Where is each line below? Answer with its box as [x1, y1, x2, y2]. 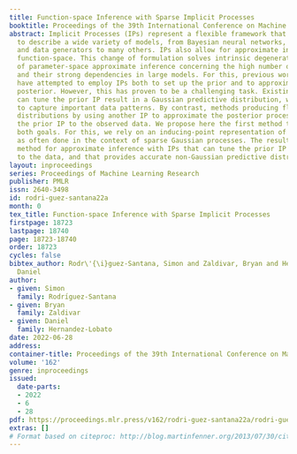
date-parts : [17, 382, 62, 391]
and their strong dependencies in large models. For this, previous [17, 71, 275, 79]
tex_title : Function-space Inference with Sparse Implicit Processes [9, 209, 271, 219]
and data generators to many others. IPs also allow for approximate [17, 46, 278, 55]
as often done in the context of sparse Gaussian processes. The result [17, 136, 291, 145]
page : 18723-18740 [9, 235, 77, 244]
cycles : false [9, 251, 62, 261]
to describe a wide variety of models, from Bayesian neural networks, [17, 37, 287, 47]
